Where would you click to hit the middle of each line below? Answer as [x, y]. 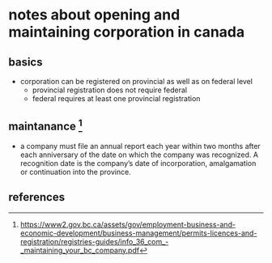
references [37, 197]
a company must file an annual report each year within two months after [140, 146]
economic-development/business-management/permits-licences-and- [138, 233]
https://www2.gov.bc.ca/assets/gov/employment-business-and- [128, 224]
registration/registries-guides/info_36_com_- [94, 241]
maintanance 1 [45, 125]
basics [25, 62]
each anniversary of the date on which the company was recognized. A [139, 155]
